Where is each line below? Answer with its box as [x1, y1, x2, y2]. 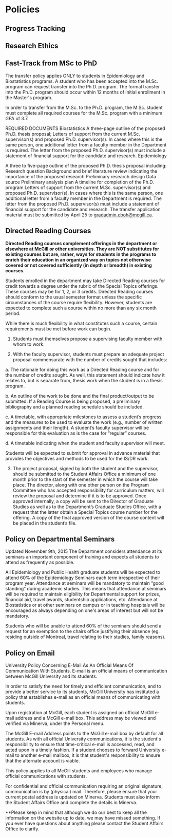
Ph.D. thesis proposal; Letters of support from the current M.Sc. [5, 131, 140, 137]
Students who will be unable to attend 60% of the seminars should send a [5, 623, 162, 629]
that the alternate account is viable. [5, 758, 80, 764]
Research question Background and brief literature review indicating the [5, 168, 158, 174]
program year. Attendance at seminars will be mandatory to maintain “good [5, 580, 164, 586]
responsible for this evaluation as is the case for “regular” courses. [5, 430, 146, 436]
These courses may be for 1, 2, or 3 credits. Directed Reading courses [5, 288, 154, 294]
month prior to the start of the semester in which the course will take [12, 476, 158, 482]
